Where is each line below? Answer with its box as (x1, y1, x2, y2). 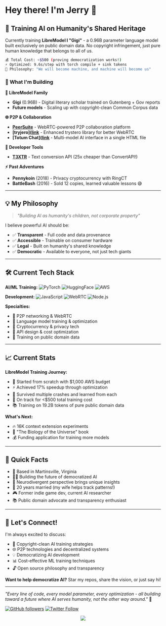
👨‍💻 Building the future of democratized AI (12, 474, 97, 480)
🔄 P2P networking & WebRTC (12, 313, 73, 319)
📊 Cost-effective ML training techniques (12, 558, 95, 564)
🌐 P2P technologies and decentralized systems (12, 546, 109, 552)
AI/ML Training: (5, 284, 38, 290)
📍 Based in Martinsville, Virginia (12, 468, 77, 475)
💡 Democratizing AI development (12, 552, 80, 558)
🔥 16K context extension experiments (12, 423, 88, 429)
